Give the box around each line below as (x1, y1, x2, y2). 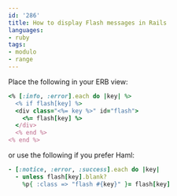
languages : (8, 26, 44, 34)
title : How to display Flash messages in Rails (8, 19, 168, 27)
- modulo (8, 48, 37, 56)
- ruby (8, 33, 30, 42)
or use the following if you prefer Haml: (8, 150, 135, 160)
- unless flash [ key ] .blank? (15, 172, 108, 181)
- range (8, 56, 34, 64)
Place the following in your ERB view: (8, 76, 128, 87)
